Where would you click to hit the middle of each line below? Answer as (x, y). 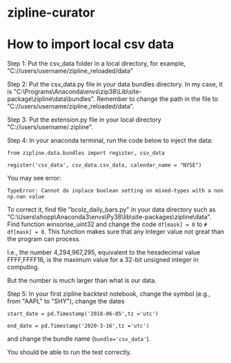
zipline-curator (51, 13)
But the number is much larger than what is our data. (82, 281)
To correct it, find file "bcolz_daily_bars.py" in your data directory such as (111, 210)
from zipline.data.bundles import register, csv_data (86, 153)
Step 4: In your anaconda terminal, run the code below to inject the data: (110, 140)
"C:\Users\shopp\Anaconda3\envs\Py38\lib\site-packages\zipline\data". (109, 217)
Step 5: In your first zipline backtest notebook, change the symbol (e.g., (109, 294)
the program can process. (44, 239)
